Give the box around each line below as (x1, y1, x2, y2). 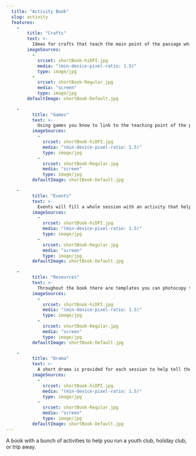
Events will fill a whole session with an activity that (37, 204, 179, 210)
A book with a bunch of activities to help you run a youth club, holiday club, (6, 437, 187, 444)
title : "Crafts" (27, 30, 66, 36)
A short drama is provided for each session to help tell (37, 366, 181, 372)
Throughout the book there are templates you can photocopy (37, 285, 187, 291)
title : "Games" (32, 112, 69, 118)
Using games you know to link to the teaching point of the (37, 122, 187, 129)
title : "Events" (32, 193, 72, 199)
